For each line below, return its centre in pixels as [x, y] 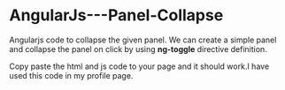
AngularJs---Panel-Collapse [116, 15]
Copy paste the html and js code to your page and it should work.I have [139, 66]
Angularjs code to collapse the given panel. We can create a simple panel [143, 40]
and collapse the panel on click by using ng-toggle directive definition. [138, 49]
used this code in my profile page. [71, 75]
